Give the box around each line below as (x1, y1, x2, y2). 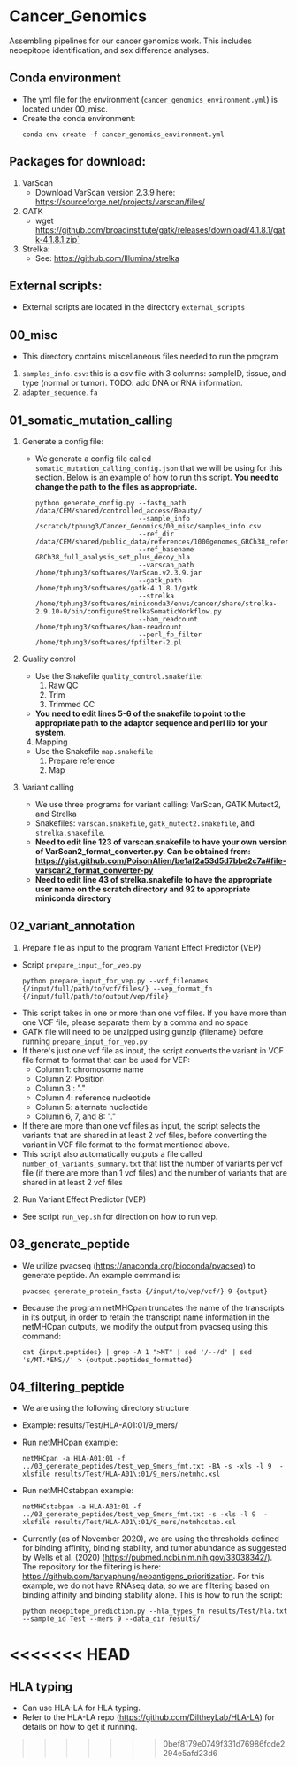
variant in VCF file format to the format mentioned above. (21, 1139, 230, 1150)
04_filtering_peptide (9, 1379, 126, 1395)
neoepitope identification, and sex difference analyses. (9, 44, 209, 55)
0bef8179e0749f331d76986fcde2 (163, 1739, 286, 1749)
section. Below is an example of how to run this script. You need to (34, 472, 279, 482)
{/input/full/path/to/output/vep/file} (21, 991, 170, 1001)
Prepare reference (48, 755, 116, 766)
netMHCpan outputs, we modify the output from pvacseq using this (21, 1321, 268, 1331)
